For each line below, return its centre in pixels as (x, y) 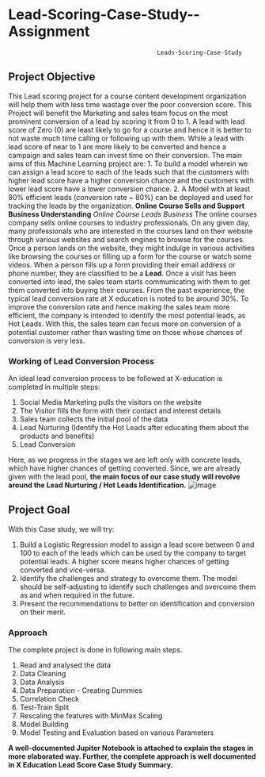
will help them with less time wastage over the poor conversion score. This (130, 104)
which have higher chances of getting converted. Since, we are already (125, 468)
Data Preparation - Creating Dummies (81, 690)
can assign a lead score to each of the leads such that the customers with (129, 171)
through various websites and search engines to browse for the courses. (127, 239)
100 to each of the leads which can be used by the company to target (133, 552)
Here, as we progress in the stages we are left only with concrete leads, (125, 460)
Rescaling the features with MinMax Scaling (91, 716)
